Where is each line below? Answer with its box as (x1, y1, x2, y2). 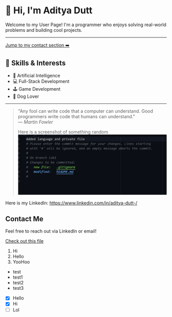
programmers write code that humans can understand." (17, 113, 136, 119)
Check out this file (5, 238, 44, 244)
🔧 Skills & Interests (5, 59, 66, 68)
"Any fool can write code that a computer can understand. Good (17, 108, 154, 114)
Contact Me (5, 215, 44, 223)
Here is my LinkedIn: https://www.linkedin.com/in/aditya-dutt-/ (5, 200, 138, 206)
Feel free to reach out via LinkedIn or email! (5, 228, 97, 235)
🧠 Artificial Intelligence (12, 72, 60, 78)
